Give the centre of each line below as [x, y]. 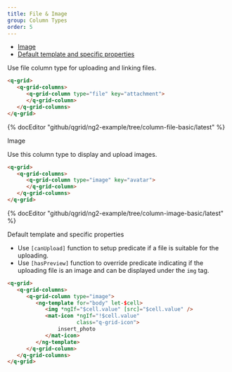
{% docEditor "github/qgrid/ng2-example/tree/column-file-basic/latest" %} [116, 127]
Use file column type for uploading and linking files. [82, 68]
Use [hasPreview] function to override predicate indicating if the [110, 263]
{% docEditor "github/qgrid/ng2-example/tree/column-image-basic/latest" [115, 213]
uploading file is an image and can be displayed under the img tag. [113, 270]
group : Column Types [38, 20]
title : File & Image [38, 14]
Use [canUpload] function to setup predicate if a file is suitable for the [118, 248]
